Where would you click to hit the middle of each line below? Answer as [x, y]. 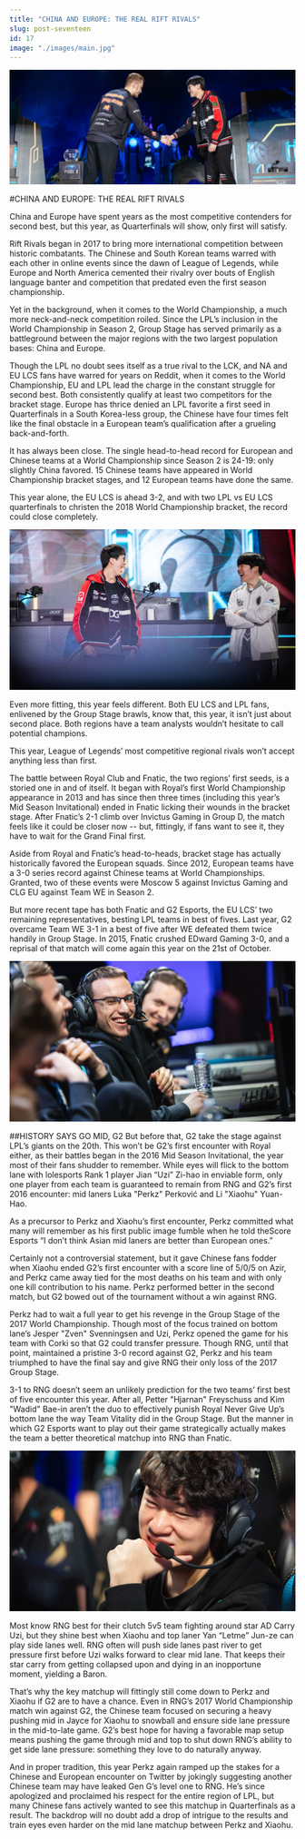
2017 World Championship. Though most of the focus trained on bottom [144, 1323]
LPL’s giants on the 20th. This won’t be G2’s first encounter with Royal [140, 1146]
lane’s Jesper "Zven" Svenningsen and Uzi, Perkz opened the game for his [149, 1333]
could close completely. [54, 516]
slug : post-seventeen [50, 29]
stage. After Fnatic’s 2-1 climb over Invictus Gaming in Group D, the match [148, 816]
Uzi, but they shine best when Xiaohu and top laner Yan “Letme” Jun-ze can [152, 1635]
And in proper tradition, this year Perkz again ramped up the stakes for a [144, 1766]
